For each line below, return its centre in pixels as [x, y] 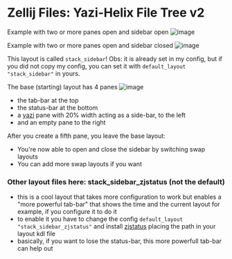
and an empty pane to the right [61, 122]
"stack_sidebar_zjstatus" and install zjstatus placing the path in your [116, 226]
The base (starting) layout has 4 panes [62, 87]
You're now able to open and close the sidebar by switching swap [111, 149]
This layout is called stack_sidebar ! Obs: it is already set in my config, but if [115, 59]
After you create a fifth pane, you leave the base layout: [87, 136]
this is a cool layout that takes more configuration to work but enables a [119, 197]
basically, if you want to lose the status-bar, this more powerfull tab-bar [119, 241]
